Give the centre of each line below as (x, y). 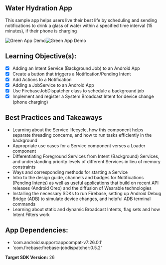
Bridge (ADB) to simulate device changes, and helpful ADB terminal (82, 199)
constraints (24, 167)
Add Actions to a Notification (42, 79)
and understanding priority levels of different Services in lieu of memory (86, 161)
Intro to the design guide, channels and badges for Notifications (78, 177)
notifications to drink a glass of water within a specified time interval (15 (79, 25)
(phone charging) (30, 102)
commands (24, 204)
